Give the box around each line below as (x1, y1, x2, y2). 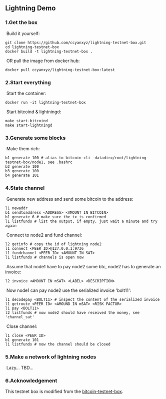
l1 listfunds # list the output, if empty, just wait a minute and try (5, 219, 157, 224)
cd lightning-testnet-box (5, 45, 59, 50)
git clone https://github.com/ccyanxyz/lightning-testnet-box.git (5, 40, 146, 45)
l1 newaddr (5, 205, 28, 211)
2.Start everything (5, 79, 51, 86)
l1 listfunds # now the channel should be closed (5, 341, 111, 347)
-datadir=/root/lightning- (92, 155, 149, 161)
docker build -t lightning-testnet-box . (5, 49, 93, 54)
